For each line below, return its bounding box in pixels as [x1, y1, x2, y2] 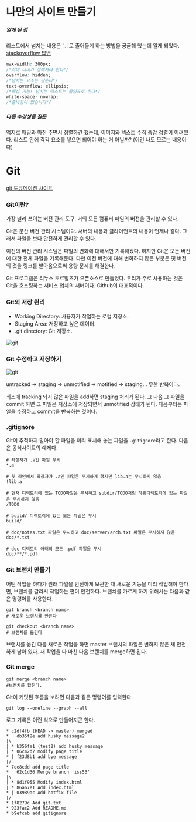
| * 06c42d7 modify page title [6, 749, 82, 754]
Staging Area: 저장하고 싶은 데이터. [14, 320, 96, 327]
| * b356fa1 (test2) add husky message [6, 743, 104, 749]
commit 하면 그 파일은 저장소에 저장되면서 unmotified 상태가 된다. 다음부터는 [6, 400, 183, 407]
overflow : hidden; [6, 72, 51, 78]
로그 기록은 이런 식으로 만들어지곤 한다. [6, 716, 95, 723]
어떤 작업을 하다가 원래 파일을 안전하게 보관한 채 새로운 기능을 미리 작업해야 [6, 580, 178, 588]
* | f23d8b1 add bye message [6, 753, 77, 760]
